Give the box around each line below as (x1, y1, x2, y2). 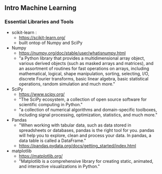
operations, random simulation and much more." (18, 81, 115, 87)
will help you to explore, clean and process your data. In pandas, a (18, 132, 151, 138)
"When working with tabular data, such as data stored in (18, 122, 131, 128)
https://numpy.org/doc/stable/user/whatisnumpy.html (18, 50, 126, 56)
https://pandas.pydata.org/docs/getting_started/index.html (18, 142, 136, 148)
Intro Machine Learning (4, 4, 77, 12)
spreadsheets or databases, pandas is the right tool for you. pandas (18, 127, 155, 133)
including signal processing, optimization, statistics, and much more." (18, 111, 158, 118)
